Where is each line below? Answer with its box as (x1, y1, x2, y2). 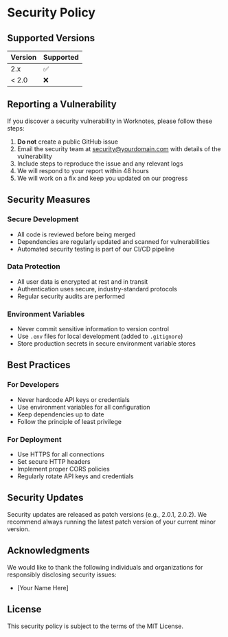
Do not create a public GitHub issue (16, 137, 119, 146)
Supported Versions (7, 32, 95, 44)
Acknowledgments (7, 545, 91, 557)
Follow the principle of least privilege (16, 417, 122, 425)
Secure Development (7, 214, 79, 224)
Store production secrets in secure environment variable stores (16, 339, 196, 348)
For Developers (7, 380, 60, 390)
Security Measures (7, 194, 91, 205)
